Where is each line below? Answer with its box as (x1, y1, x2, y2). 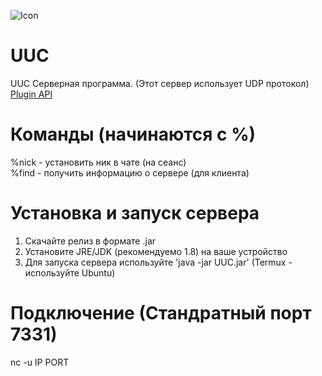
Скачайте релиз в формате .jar (24, 235, 157, 247)
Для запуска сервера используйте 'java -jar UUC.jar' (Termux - (24, 256, 293, 268)
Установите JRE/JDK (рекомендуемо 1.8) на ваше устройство (24, 245, 288, 257)
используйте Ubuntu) (24, 266, 116, 279)
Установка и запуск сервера (10, 202, 260, 225)
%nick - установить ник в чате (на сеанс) (10, 156, 187, 168)
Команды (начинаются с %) (10, 123, 257, 146)
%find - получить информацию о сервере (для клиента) (10, 166, 250, 179)
